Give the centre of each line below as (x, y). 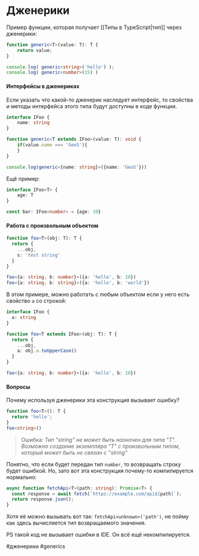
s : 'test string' (39, 255)
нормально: (22, 477)
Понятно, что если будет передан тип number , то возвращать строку (94, 464)
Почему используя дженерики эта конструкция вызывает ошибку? (93, 400)
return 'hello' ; (32, 417)
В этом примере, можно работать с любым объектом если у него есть (98, 294)
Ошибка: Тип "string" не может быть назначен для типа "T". (98, 439)
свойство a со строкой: (36, 301)
